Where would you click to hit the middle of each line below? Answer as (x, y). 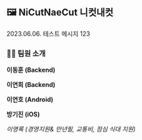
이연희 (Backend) (31, 85)
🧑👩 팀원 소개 (26, 53)
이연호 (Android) (30, 100)
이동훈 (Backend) (31, 70)
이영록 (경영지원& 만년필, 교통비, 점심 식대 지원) (71, 129)
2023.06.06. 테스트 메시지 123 (48, 33)
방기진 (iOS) (23, 114)
